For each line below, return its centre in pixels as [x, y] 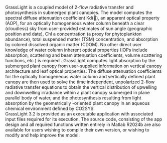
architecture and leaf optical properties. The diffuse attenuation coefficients [83, 71]
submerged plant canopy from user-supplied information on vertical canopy [83, 66]
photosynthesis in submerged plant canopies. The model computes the [79, 13]
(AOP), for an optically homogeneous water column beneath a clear [75, 23]
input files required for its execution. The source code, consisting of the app [84, 119]
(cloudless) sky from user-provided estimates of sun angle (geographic [79, 29]
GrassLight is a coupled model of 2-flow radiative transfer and [69, 7]
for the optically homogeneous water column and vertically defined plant [80, 77]
